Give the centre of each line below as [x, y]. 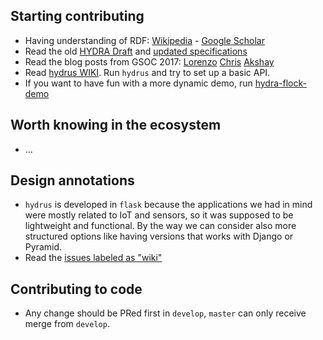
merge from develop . [67, 324]
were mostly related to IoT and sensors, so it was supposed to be [159, 215]
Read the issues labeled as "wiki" [93, 258]
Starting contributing [77, 16]
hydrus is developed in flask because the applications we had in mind [168, 205]
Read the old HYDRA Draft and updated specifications [136, 51]
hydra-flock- [280, 83]
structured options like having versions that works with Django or [159, 236]
